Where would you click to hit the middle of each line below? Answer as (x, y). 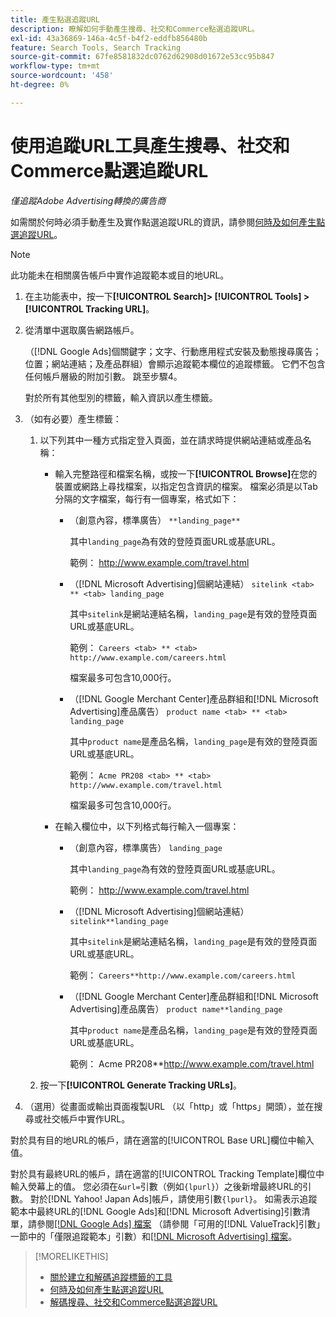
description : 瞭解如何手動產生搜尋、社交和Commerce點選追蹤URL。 (135, 29)
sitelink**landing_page (119, 921)
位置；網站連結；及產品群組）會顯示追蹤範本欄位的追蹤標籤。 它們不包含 (175, 363)
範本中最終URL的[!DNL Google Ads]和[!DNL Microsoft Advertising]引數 (156, 1211)
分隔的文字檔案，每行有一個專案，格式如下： (147, 498)
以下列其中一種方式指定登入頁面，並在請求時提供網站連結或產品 (171, 440)
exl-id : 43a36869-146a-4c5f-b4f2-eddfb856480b (109, 38)
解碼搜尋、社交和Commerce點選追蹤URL (133, 1302)
